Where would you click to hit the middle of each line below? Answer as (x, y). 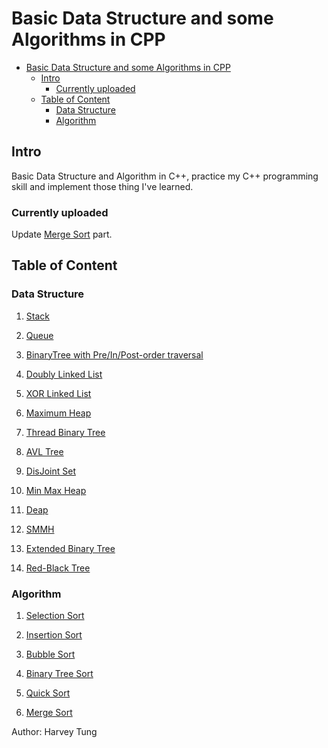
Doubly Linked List (64, 374)
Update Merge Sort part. (62, 234)
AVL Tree (44, 451)
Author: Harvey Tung (54, 732)
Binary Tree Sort (59, 674)
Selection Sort (55, 616)
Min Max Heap (56, 490)
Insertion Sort (54, 635)
